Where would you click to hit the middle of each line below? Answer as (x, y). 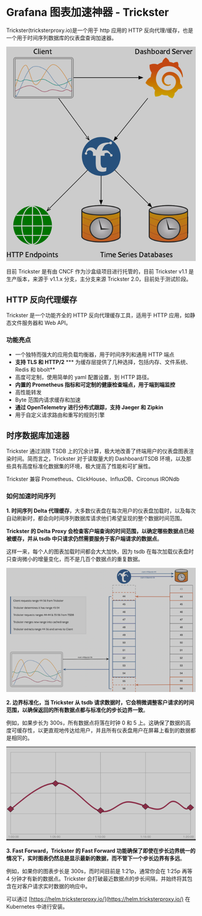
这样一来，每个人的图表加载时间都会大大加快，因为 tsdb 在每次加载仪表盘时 (100, 551)
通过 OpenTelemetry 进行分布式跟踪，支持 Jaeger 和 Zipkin (89, 407)
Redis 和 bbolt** (35, 370)
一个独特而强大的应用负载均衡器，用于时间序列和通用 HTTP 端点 (95, 354)
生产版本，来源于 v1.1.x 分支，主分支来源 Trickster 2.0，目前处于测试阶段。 (99, 279)
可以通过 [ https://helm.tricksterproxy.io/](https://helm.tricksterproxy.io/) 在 (98, 899)
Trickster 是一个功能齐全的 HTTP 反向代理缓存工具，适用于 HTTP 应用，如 (98, 315)
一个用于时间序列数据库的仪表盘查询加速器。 (62, 37)
